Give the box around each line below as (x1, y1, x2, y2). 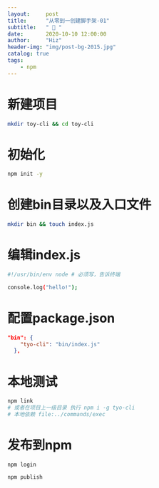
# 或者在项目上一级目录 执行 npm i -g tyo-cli (7, 404, 135, 412)
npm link (7, 398, 34, 405)
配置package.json (7, 310, 116, 326)
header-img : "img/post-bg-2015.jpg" (7, 43, 116, 51)
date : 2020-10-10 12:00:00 (7, 30, 107, 38)
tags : (7, 57, 24, 64)
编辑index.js (7, 247, 81, 264)
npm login (7, 461, 37, 468)
